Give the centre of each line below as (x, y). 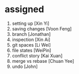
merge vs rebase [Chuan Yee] (43, 61)
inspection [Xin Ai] (31, 40)
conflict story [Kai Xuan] (37, 55)
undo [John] (25, 66)
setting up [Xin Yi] (31, 23)
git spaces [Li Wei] (31, 45)
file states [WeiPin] (31, 50)
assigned (24, 9)
